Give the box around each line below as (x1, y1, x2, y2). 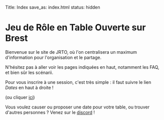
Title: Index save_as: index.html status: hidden (5, 5, 100, 10)
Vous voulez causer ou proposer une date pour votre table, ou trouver (5, 104, 149, 110)
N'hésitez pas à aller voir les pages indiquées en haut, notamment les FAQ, (5, 64, 159, 70)
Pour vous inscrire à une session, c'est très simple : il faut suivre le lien (5, 79, 151, 85)
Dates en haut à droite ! (5, 84, 54, 90)
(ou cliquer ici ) (5, 94, 35, 100)
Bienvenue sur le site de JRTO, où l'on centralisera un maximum (5, 49, 137, 55)
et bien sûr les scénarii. (5, 69, 54, 75)
